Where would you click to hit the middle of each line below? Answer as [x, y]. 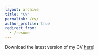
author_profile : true [28, 24]
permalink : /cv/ [22, 19]
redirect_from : [21, 28]
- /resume [20, 33]
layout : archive [22, 10]
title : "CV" [17, 14]
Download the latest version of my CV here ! [50, 47]
